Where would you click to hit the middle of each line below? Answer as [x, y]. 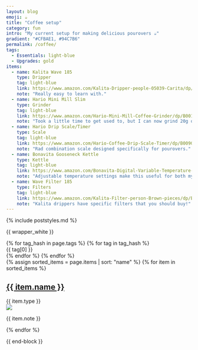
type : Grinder [34, 105]
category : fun [24, 28]
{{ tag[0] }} [19, 250]
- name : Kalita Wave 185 [42, 72]
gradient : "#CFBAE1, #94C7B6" [43, 39]
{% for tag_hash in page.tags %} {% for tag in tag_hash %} [78, 243]
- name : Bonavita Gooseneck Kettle [55, 154]
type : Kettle [33, 160]
